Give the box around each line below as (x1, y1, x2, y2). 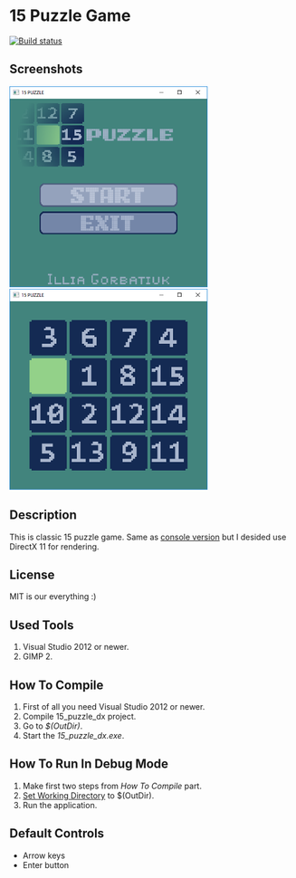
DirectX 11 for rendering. (9, 540, 100, 552)
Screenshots (9, 62, 83, 77)
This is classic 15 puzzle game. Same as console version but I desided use (9, 531, 287, 542)
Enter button (22, 859, 70, 870)
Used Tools (9, 617, 74, 633)
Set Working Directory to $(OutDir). (22, 789, 155, 801)
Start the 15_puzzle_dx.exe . (22, 730, 125, 740)
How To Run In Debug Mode (9, 757, 169, 772)
